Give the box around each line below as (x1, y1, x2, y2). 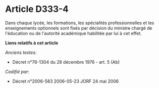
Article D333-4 (5, 3, 69, 15)
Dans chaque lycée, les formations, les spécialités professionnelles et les (5, 20, 155, 26)
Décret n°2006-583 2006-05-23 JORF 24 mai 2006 (12, 78, 119, 84)
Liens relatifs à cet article (5, 40, 58, 45)
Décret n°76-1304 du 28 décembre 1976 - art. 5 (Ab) (12, 59, 120, 65)
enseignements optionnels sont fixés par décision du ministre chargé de (5, 25, 153, 31)
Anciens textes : (5, 49, 37, 55)
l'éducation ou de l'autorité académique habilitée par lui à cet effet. (5, 30, 142, 36)
